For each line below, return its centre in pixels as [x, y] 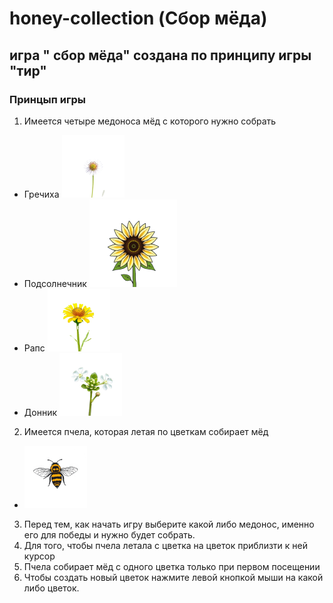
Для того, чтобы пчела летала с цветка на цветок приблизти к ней [166, 545]
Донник [40, 412]
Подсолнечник [55, 283]
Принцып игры [47, 99]
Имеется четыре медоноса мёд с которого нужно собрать [150, 121]
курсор [39, 556]
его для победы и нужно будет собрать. [109, 534]
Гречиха [41, 194]
